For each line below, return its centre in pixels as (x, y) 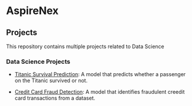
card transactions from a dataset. (55, 98)
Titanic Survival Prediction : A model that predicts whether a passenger (100, 74)
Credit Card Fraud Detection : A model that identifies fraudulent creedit (100, 92)
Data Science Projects (38, 61)
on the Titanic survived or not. (51, 81)
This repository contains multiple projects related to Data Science (85, 46)
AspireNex (32, 11)
